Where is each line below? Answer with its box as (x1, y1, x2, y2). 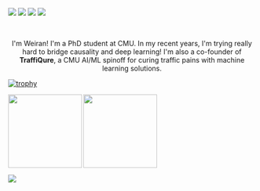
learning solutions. (101, 63, 163, 73)
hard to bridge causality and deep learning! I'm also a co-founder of (22, 47, 242, 56)
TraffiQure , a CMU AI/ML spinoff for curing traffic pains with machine (19, 56, 245, 64)
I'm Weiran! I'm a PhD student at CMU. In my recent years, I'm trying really (11, 39, 253, 48)
